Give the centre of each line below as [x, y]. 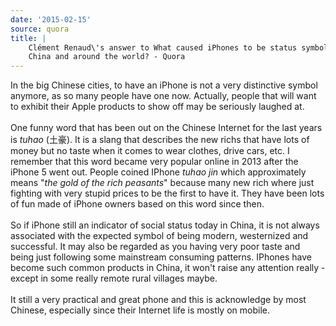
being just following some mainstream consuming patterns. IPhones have [161, 257]
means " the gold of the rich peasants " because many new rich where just [162, 183]
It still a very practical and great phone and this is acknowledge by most [158, 300]
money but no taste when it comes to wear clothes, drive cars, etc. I [150, 151]
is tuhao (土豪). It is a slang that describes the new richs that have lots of [160, 140]
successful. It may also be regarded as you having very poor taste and [155, 247]
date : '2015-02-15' [51, 19]
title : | [28, 38]
